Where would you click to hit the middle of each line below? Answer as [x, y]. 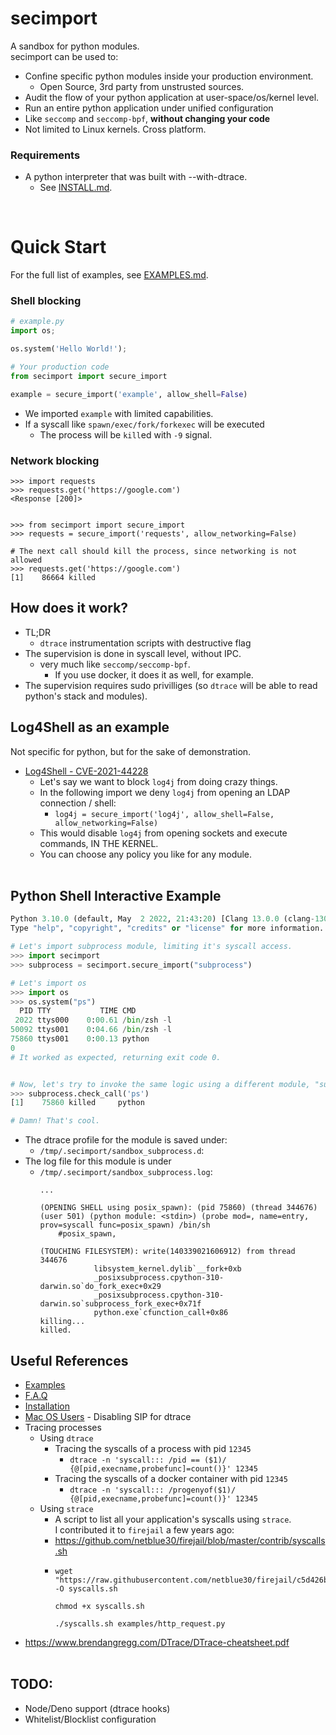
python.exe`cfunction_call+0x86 [161, 1313]
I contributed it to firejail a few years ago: [144, 1530]
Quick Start [58, 247]
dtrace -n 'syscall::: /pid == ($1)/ [148, 1460]
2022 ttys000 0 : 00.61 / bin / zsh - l [93, 1020]
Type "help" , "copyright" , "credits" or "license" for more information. [167, 928]
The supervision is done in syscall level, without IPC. [133, 653]
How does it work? [69, 608]
